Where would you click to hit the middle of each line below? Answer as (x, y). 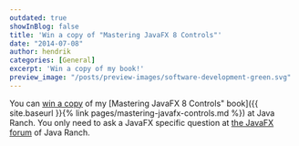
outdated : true (38, 18)
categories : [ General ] (52, 60)
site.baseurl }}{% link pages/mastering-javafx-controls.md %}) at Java (142, 113)
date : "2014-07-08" (46, 43)
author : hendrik (40, 52)
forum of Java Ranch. (50, 132)
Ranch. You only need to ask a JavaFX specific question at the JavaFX (142, 122)
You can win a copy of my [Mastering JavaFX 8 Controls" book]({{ (134, 103)
